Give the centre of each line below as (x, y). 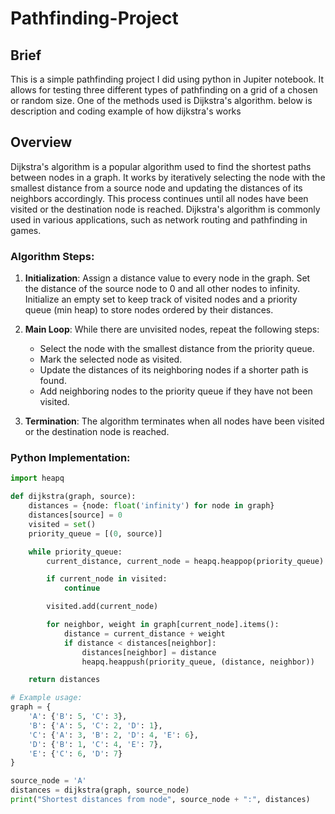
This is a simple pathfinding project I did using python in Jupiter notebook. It (167, 79)
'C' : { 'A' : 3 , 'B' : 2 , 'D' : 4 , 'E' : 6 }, (113, 735)
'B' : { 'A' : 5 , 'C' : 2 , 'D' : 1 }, (95, 725)
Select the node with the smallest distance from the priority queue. (177, 349)
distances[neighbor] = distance (149, 652)
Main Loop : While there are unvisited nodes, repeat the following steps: (172, 329)
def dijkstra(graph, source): (73, 497)
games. (26, 230)
